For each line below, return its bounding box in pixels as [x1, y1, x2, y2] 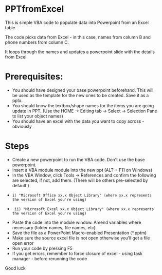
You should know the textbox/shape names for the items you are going [12, 102, 154, 108]
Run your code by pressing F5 [12, 245, 73, 251]
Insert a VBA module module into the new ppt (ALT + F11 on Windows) [12, 167, 153, 173]
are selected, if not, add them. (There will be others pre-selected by [12, 177, 148, 183]
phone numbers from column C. [5, 39, 69, 45]
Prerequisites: [5, 71, 63, 82]
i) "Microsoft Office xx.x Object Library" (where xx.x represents [12, 193, 152, 198]
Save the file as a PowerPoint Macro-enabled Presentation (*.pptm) [12, 230, 147, 236]
